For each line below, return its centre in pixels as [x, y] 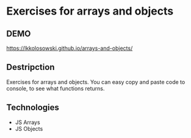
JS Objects [29, 128]
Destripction [31, 67]
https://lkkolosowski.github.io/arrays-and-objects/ [70, 48]
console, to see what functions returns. [56, 88]
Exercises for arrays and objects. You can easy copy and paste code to [96, 82]
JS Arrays [28, 122]
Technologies [33, 108]
